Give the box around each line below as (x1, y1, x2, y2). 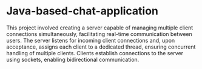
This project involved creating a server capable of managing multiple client (6, 24, 194, 31)
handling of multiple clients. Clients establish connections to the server (6, 49, 184, 56)
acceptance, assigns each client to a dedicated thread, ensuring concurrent (6, 43, 196, 50)
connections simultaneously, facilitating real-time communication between (6, 30, 193, 37)
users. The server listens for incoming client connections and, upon (6, 37, 175, 44)
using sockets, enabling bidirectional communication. (6, 56, 140, 63)
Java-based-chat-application (6, 4, 159, 18)
